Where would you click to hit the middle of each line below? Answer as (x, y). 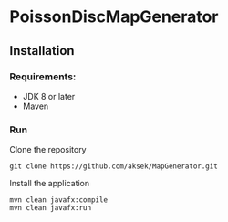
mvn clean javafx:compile (58, 200)
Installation (42, 51)
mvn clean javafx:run (51, 208)
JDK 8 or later (49, 96)
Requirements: (43, 77)
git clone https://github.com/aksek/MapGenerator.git (114, 166)
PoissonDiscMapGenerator (114, 17)
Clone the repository (48, 150)
